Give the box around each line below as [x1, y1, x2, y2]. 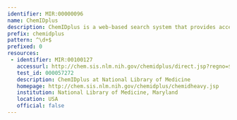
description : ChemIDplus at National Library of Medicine [16, 76, 191, 83]
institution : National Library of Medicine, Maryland [16, 89, 178, 96]
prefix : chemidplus [7, 30, 65, 37]
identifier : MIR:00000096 [7, 10, 83, 18]
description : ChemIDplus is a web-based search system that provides [7, 23, 217, 30]
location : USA [16, 96, 59, 103]
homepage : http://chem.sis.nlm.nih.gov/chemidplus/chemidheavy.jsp [16, 83, 219, 90]
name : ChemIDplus [7, 17, 59, 24]
